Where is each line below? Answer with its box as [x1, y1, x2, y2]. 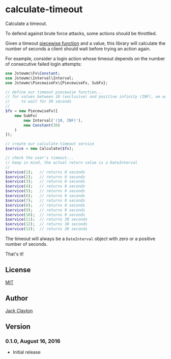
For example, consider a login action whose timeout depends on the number [5, 55, 165, 62]
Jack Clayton [5, 307, 33, 314]
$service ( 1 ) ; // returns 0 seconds [5, 169, 85, 174]
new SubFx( [14, 113, 38, 118]
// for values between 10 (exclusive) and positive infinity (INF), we [5, 94, 160, 99]
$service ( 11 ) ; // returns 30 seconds [5, 217, 88, 222]
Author [5, 294, 28, 303]
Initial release [12, 349, 41, 355]
